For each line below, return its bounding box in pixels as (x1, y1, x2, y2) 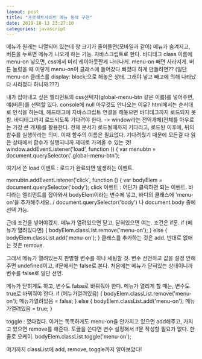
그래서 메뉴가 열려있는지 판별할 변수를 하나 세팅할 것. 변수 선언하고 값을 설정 (6, 255, 185, 262)
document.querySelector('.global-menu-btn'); (6, 152, 120, 159)
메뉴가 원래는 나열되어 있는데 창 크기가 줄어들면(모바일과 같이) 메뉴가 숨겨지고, (6, 43, 191, 50)
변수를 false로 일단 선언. (6, 270, 63, 277)
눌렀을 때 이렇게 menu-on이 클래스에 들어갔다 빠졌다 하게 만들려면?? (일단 (12, 66, 187, 73)
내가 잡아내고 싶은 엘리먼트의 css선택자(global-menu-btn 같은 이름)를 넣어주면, (6, 94, 194, 101)
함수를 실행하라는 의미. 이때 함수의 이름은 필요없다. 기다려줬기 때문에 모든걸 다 (6, 131, 190, 139)
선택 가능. (6, 206, 29, 214)
